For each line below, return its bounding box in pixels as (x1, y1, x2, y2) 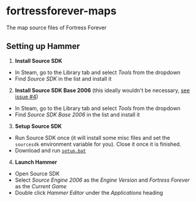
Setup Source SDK (14, 123, 62, 130)
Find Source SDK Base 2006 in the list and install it (14, 111, 140, 118)
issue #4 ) (14, 93, 39, 100)
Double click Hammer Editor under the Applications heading (14, 189, 163, 196)
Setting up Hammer (6, 41, 80, 51)
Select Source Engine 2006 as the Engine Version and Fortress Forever (14, 176, 190, 183)
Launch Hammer (14, 158, 57, 166)
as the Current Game (14, 182, 67, 189)
